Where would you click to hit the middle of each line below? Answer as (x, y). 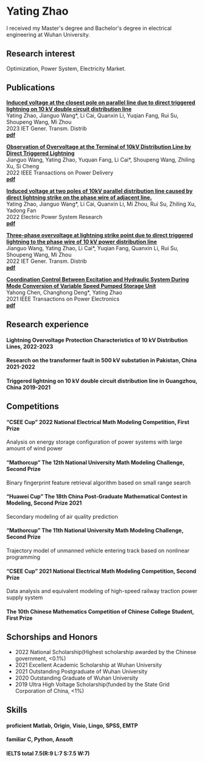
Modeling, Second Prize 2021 (44, 503)
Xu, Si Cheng (23, 166)
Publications (31, 88)
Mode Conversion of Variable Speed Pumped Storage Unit (81, 286)
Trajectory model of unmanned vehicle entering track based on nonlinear (98, 550)
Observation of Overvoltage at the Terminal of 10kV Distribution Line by (99, 146)
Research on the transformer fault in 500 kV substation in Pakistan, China (101, 361)
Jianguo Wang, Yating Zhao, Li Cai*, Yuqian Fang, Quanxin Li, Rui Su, (93, 248)
